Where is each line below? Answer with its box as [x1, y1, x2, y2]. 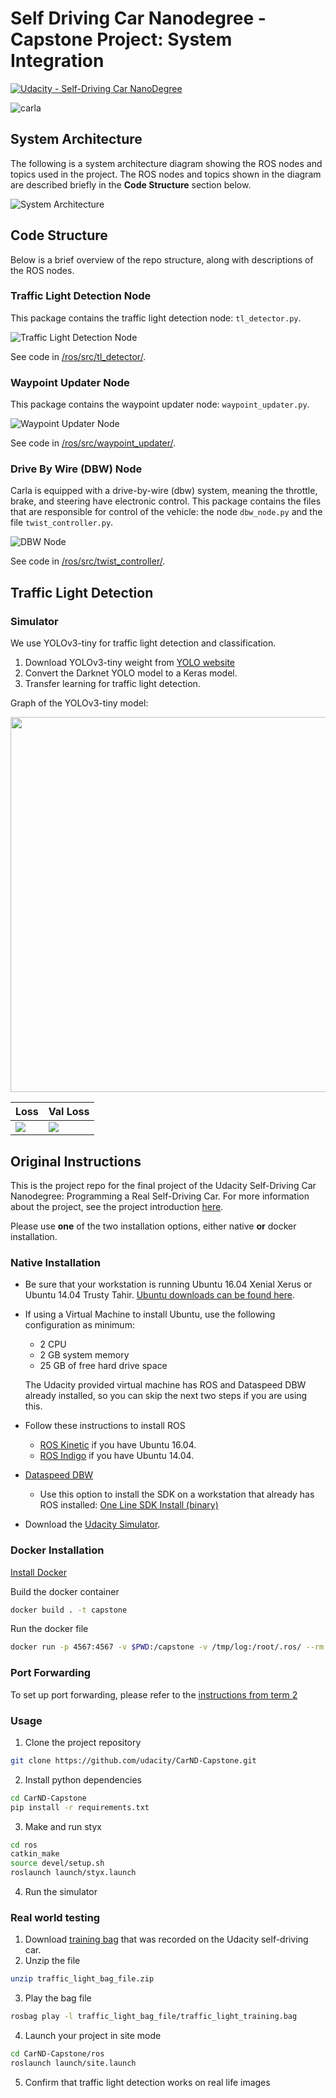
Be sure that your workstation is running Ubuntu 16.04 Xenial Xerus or [24, 1278, 313, 1291]
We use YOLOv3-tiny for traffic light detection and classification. [10, 637, 277, 649]
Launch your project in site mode [24, 2030, 162, 2042]
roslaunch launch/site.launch [10, 2058, 137, 2068]
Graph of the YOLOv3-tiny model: [10, 697, 149, 709]
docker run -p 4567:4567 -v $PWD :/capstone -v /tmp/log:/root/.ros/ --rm [10, 1642, 325, 1652]
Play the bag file [24, 1992, 92, 2004]
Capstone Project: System [10, 28, 233, 51]
